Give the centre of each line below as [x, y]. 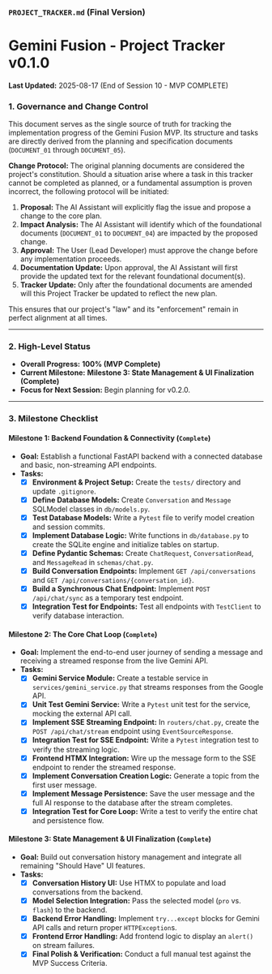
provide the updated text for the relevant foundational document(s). [132, 276]
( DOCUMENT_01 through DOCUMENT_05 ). [67, 150]
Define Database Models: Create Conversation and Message [132, 500]
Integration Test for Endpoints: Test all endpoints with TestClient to [147, 606]
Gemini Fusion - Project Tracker [117, 46]
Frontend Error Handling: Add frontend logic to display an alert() [142, 937]
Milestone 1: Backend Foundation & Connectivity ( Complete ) [110, 437]
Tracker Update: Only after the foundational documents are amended [136, 285]
